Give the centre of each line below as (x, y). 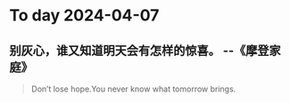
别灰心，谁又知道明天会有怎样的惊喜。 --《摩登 (139, 50)
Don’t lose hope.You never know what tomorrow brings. (133, 89)
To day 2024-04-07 (84, 16)
